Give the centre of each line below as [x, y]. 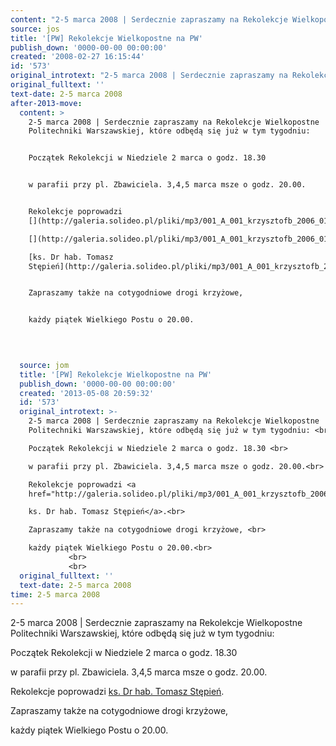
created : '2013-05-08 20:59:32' [87, 393]
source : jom [44, 365]
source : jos [35, 29]
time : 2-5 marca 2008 [55, 594]
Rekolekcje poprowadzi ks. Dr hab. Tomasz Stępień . [117, 692]
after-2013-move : [46, 103]
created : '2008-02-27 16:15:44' [77, 57]
